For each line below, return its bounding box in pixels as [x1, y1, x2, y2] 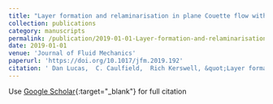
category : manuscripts [8, 27, 85, 35]
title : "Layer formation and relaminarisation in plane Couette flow [8, 11, 249, 20]
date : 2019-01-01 [8, 42, 67, 50]
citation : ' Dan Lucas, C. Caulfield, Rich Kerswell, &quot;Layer [8, 64, 245, 73]
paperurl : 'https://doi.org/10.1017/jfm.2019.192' [8, 57, 184, 65]
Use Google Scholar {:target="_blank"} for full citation [8, 86, 187, 96]
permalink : [8, 34, 45, 43]
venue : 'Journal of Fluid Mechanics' [8, 49, 136, 57]
